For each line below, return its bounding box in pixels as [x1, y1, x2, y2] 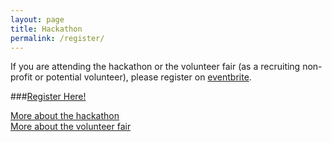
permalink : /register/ [10, 33, 105, 43]
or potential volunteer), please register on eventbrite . [34, 71, 252, 83]
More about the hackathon [10, 110, 120, 122]
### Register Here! [10, 91, 87, 103]
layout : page [10, 14, 65, 25]
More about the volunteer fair [10, 121, 132, 133]
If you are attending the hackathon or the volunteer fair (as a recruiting [10, 61, 301, 73]
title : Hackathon [10, 24, 83, 34]
